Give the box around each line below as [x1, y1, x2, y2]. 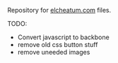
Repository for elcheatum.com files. [7, 6, 112, 14]
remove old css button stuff [17, 41, 98, 48]
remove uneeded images [17, 48, 90, 56]
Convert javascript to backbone [17, 33, 110, 41]
